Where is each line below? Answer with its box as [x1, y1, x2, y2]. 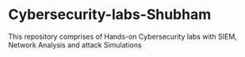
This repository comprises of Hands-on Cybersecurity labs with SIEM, [8, 32, 238, 41]
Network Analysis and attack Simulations [8, 40, 142, 49]
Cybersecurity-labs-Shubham [8, 6, 212, 24]
